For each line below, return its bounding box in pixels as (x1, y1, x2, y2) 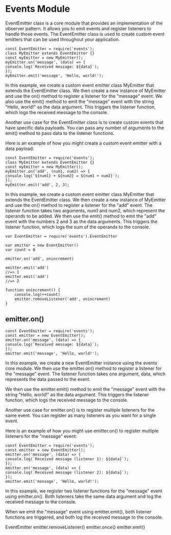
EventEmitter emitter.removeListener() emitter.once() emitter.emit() (5, 524, 145, 530)
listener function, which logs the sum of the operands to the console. (5, 224, 151, 230)
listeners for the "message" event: (5, 433, 78, 439)
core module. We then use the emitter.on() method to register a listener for (5, 365, 162, 371)
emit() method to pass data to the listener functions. (5, 130, 115, 136)
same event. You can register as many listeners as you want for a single (5, 412, 156, 418)
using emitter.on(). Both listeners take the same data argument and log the (5, 493, 162, 499)
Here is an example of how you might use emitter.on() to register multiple (5, 427, 159, 434)
